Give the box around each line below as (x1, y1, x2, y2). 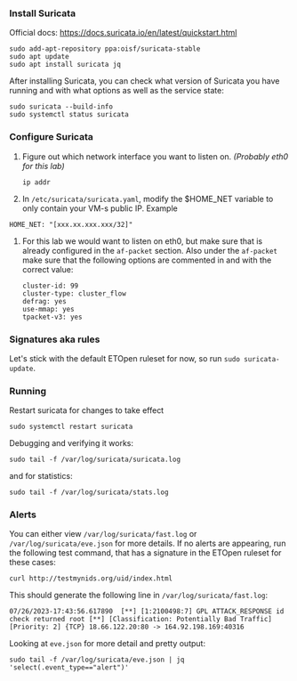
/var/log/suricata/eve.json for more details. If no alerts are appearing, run (9, 538, 286, 549)
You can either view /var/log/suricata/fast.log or (9, 529, 197, 539)
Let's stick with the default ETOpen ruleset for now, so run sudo (9, 353, 240, 363)
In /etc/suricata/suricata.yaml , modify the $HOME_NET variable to (21, 193, 274, 204)
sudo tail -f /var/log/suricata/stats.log (9, 488, 169, 497)
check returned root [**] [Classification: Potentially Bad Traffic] (9, 615, 273, 624)
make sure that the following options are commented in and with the (21, 255, 272, 265)
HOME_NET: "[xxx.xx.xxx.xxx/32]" (9, 220, 133, 229)
